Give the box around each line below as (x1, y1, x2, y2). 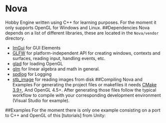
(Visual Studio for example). (12, 97, 70, 103)
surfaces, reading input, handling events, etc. (12, 55, 106, 61)
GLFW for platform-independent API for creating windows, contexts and (12, 50, 161, 56)
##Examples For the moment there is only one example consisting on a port (5, 107, 161, 113)
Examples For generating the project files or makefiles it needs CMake (12, 81, 157, 87)
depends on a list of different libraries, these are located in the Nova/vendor (5, 30, 159, 36)
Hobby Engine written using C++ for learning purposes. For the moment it (5, 19, 157, 25)
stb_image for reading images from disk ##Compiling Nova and (12, 76, 143, 82)
